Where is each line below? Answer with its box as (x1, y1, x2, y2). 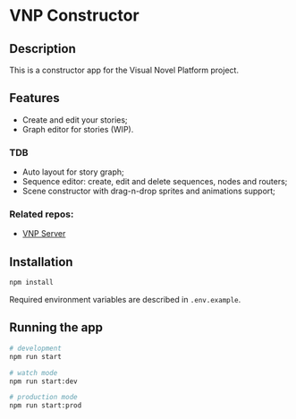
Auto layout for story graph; (21, 167, 125, 177)
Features (9, 90, 60, 106)
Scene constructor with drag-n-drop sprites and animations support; (21, 185, 275, 197)
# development (9, 344, 63, 353)
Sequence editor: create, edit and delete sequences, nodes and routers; (21, 176, 288, 187)
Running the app (9, 320, 103, 336)
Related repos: (9, 208, 74, 220)
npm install (9, 278, 54, 287)
